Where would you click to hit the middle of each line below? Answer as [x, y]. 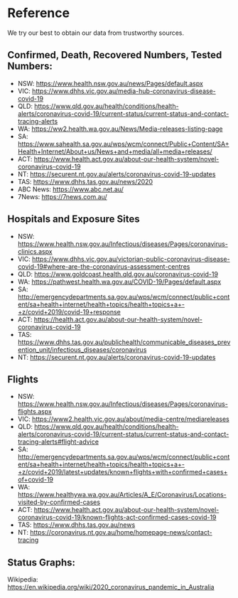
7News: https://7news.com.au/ [63, 196]
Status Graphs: [42, 562]
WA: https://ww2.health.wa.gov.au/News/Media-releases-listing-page [120, 129]
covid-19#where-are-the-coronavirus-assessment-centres [104, 266]
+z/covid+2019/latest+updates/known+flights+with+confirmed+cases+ [123, 472]
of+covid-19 [36, 480]
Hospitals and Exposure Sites [74, 219]
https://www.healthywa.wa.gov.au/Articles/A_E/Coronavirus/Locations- [122, 495]
